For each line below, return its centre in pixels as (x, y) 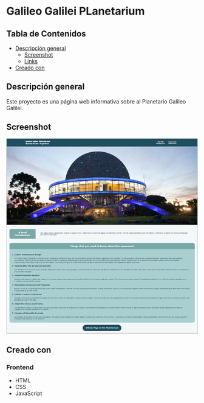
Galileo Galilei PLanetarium (76, 11)
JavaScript (29, 393)
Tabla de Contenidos (46, 34)
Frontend (20, 367)
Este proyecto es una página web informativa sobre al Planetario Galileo (96, 101)
